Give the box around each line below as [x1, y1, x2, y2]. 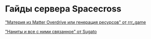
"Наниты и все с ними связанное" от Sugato [5, 28, 97, 34]
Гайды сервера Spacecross [5, 3, 122, 14]
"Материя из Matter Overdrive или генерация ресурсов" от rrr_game [5, 19, 146, 25]
